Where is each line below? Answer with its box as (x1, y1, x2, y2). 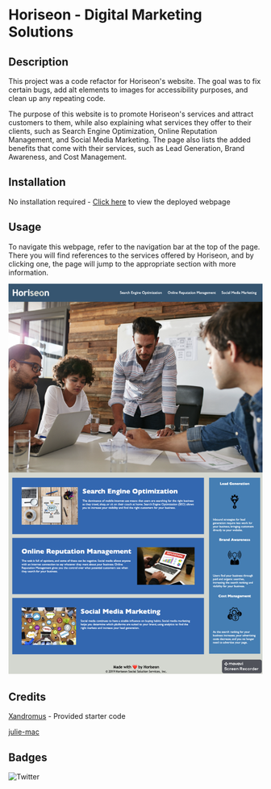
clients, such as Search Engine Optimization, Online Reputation (8, 127, 218, 136)
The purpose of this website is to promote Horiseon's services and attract (8, 109, 254, 119)
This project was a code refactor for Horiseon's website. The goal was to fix (8, 77, 261, 86)
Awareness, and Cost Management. (8, 152, 127, 162)
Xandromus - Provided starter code (8, 711, 127, 721)
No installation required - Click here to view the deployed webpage (8, 196, 231, 207)
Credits (8, 690, 47, 703)
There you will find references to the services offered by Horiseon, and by (8, 250, 254, 260)
